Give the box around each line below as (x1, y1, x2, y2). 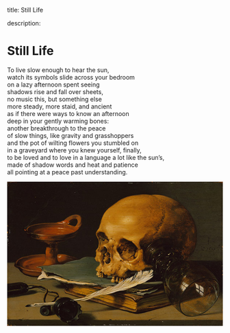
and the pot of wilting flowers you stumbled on (7, 139, 139, 147)
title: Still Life (7, 6, 43, 14)
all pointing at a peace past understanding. (7, 168, 128, 176)
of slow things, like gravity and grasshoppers (7, 131, 134, 139)
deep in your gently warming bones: (7, 117, 110, 125)
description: (7, 19, 41, 27)
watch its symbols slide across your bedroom (7, 73, 136, 81)
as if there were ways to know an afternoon (7, 109, 129, 117)
